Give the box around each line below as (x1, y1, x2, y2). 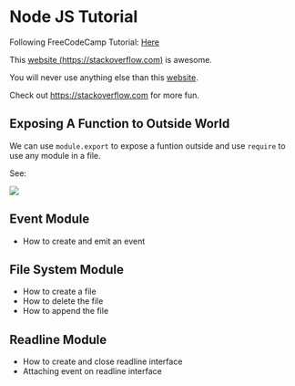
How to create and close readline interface (22, 356, 183, 367)
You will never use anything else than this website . (9, 71, 198, 83)
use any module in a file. (9, 150, 102, 161)
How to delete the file (22, 296, 104, 307)
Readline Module (9, 331, 107, 348)
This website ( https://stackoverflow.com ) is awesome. (9, 54, 212, 65)
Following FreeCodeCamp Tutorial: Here (9, 37, 160, 47)
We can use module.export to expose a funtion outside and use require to (9, 140, 286, 151)
